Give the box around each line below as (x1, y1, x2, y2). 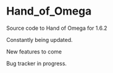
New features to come (6, 47, 62, 55)
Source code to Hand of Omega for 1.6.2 (6, 24, 108, 32)
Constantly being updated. (6, 36, 73, 43)
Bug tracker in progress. (6, 60, 67, 67)
